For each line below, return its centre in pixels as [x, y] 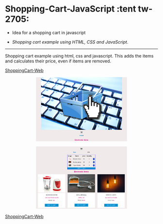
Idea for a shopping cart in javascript [49, 32]
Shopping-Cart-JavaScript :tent [71, 9]
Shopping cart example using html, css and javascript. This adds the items [79, 56]
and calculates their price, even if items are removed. [58, 61]
